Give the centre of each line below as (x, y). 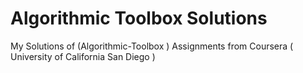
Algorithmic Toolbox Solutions (139, 18)
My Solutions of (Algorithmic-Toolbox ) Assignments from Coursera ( (152, 46)
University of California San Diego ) (83, 56)
